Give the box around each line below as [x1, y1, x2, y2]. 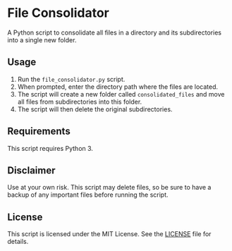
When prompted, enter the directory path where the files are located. [17, 82, 219, 91]
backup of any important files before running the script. [7, 190, 169, 199]
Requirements [7, 125, 71, 137]
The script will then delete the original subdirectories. [17, 104, 173, 114]
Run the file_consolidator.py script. [17, 75, 126, 83]
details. [7, 238, 29, 246]
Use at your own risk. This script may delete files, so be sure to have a [7, 183, 212, 192]
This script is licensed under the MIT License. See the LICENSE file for [7, 230, 212, 238]
